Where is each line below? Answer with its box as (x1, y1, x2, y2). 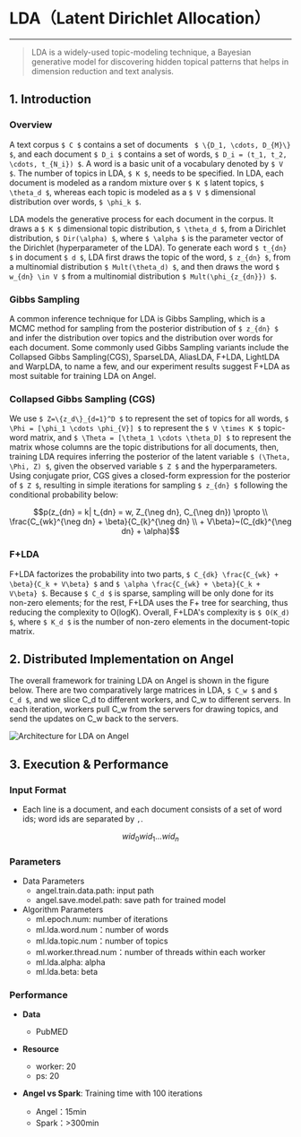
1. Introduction (9, 91, 91, 108)
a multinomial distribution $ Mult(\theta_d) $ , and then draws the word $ (9, 261, 280, 271)
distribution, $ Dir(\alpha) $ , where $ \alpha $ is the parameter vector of (9, 232, 284, 243)
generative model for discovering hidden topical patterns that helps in (30, 56, 289, 67)
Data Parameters (21, 875, 85, 887)
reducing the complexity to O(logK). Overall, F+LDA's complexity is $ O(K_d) (9, 607, 290, 617)
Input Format (9, 783, 67, 796)
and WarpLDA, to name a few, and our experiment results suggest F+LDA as (9, 360, 290, 372)
